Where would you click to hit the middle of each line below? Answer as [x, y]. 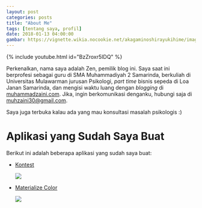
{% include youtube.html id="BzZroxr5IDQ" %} [64, 57]
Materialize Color [36, 188]
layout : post [23, 12]
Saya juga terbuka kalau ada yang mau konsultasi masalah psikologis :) [94, 112]
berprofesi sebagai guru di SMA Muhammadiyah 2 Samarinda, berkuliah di [99, 75]
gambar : [16, 40]
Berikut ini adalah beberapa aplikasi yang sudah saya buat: [79, 153]
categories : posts [29, 17]
